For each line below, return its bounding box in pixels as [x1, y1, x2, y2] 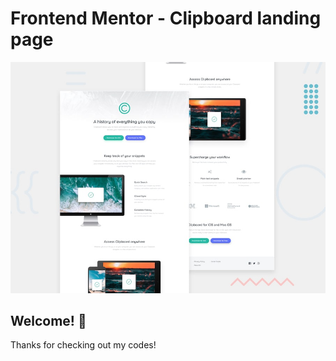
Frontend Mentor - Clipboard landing [10, 7, 322, 30]
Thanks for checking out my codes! [10, 339, 157, 351]
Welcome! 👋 [10, 312, 87, 329]
